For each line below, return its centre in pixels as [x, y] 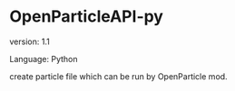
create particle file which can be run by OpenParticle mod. [119, 76]
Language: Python [44, 59]
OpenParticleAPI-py [86, 17]
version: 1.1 [29, 41]
